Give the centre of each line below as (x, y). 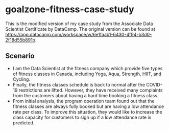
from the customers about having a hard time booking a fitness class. (86, 95)
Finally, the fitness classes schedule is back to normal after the (79, 84)
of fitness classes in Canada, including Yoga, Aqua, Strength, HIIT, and (87, 74)
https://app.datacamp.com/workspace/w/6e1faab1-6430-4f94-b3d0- (79, 34)
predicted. (23, 123)
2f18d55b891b (20, 40)
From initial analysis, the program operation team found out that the (83, 101)
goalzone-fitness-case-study (70, 9)
